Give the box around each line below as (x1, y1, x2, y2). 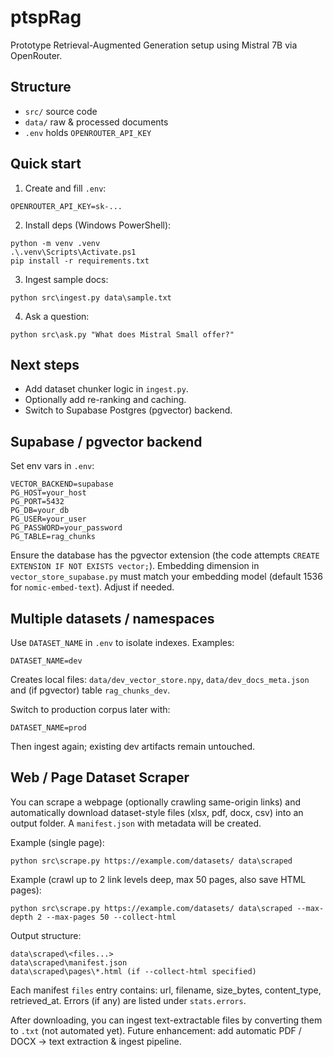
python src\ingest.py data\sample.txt (10, 292, 172, 303)
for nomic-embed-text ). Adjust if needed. (10, 581, 175, 593)
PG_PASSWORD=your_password (10, 523, 123, 533)
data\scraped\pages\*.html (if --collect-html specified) (10, 966, 257, 976)
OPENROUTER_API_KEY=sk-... (10, 201, 123, 211)
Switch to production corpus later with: (10, 704, 171, 715)
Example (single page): (10, 836, 105, 848)
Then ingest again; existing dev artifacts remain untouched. (10, 741, 255, 752)
